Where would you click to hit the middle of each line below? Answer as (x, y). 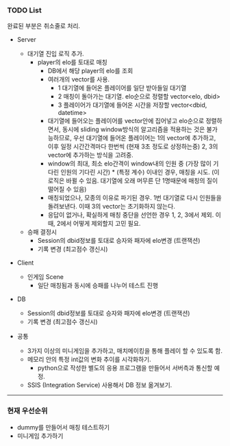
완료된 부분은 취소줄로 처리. (44, 26)
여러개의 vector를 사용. (79, 79)
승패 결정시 (42, 232)
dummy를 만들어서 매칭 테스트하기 (63, 427)
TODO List (25, 10)
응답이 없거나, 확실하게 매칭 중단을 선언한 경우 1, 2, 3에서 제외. (131, 215)
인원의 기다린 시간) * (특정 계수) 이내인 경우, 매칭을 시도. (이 (140, 172)
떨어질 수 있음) (67, 189)
